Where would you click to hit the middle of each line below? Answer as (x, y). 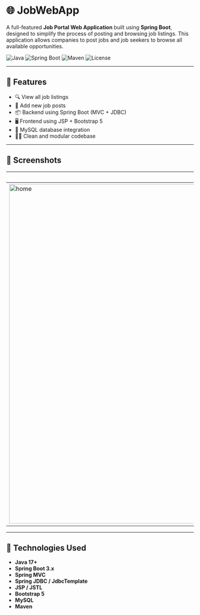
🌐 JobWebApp (43, 10)
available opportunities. (35, 46)
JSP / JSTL (29, 588)
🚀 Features (26, 82)
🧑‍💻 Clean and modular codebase (55, 136)
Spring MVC (30, 575)
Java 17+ (26, 562)
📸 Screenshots (34, 161)
